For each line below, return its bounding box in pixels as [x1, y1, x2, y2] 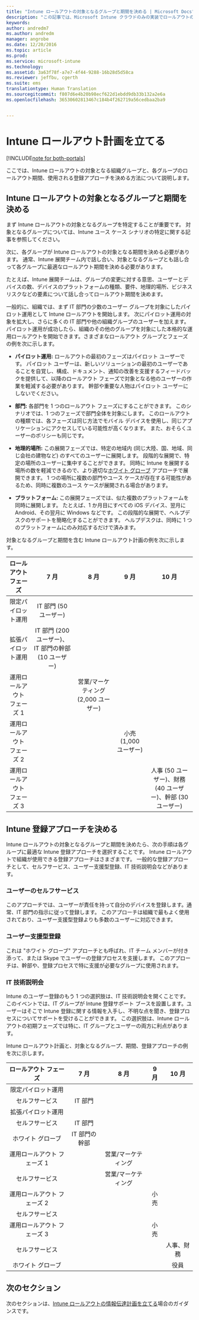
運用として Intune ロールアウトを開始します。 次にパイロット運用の [21, 310, 187, 318]
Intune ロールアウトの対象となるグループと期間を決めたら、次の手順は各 [6, 841, 184, 848]
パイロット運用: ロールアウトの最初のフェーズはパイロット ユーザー [14, 353, 180, 360]
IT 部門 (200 [34, 626, 70, 635]
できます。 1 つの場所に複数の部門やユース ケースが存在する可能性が [20, 475, 187, 482]
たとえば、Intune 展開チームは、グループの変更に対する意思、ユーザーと [6, 276, 184, 283]
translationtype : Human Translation [6, 86, 97, 92]
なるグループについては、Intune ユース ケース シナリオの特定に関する [16, 229, 185, 236]
